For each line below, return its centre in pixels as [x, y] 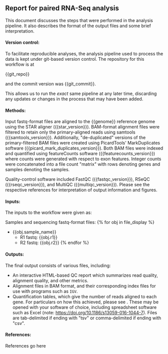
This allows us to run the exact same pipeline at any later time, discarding [81, 94]
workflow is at [20, 64]
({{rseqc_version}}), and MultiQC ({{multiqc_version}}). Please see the [77, 185]
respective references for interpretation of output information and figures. [81, 190]
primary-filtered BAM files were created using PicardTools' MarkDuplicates [83, 143]
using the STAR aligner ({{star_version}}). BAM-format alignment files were [82, 127]
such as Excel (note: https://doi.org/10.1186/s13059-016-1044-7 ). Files [85, 312]
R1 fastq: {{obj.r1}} [39, 238]
